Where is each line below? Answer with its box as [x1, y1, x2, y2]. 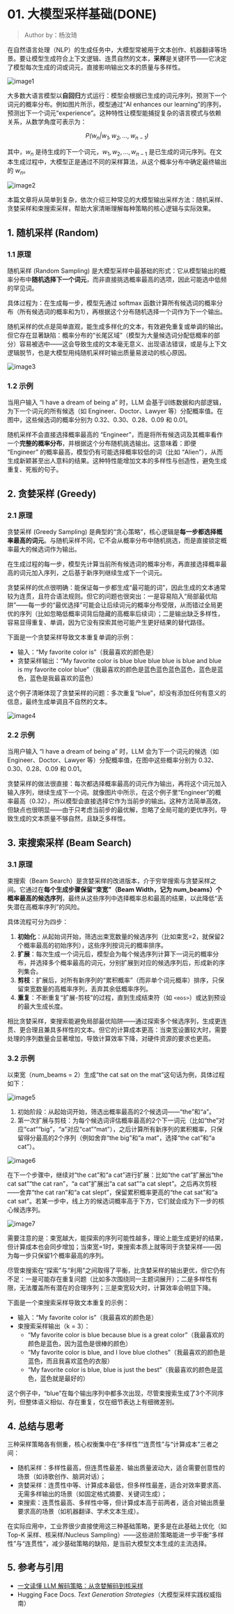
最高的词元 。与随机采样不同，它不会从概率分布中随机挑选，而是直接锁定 [13, 536, 221, 545]
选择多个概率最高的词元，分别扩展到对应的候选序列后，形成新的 [36, 958, 219, 966]
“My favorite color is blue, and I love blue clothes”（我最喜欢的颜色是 [27, 1348, 226, 1357]
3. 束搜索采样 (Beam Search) [7, 837, 132, 848]
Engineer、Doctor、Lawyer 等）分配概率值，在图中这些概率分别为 [7, 756, 197, 764]
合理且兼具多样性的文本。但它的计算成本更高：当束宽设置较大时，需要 [25, 1026, 227, 1034]
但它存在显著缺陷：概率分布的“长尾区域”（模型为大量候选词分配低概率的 [7, 331, 214, 340]
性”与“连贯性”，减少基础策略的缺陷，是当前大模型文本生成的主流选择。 [7, 1539, 211, 1548]
